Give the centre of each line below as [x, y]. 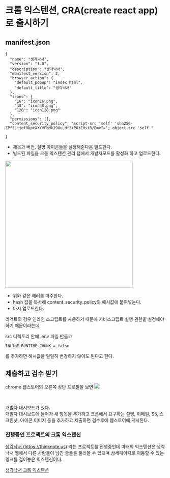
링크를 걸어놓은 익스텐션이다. [34, 459]
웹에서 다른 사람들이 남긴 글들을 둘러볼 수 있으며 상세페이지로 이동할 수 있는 [89, 453]
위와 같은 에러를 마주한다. [38, 296]
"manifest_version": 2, [35, 74]
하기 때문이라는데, [23, 325]
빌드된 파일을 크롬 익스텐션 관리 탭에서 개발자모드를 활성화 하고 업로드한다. [87, 153]
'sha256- [124, 124]
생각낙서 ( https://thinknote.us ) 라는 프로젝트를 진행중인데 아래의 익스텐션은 [80, 447]
